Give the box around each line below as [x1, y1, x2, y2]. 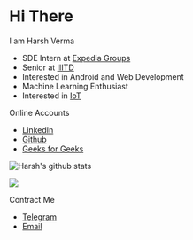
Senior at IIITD [21, 62, 75, 73]
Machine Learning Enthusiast [21, 81, 128, 91]
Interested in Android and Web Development [21, 71, 184, 81]
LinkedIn [21, 124, 54, 135]
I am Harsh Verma [9, 35, 75, 46]
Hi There [9, 6, 73, 27]
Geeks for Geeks [21, 143, 84, 154]
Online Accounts [9, 107, 70, 118]
